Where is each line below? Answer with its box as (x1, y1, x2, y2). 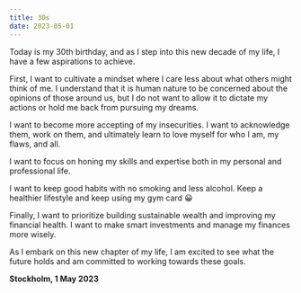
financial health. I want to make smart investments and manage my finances (9, 219, 290, 230)
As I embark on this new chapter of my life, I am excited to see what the (9, 246, 275, 257)
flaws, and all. (9, 138, 61, 149)
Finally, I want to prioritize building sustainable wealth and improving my (9, 209, 276, 220)
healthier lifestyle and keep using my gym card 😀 (9, 192, 193, 203)
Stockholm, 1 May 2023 (9, 273, 99, 284)
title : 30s (9, 13, 50, 22)
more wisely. (9, 228, 57, 239)
